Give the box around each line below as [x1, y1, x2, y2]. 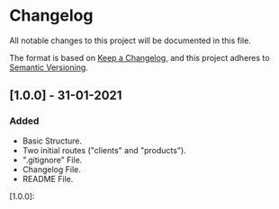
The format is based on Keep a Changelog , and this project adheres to [9, 52, 270, 63]
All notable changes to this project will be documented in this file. [9, 35, 252, 46]
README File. [22, 173, 74, 184]
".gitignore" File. [22, 154, 83, 165]
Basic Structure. [22, 135, 83, 146]
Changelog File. [22, 163, 81, 175]
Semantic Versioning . [9, 62, 88, 73]
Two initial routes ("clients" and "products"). [22, 144, 186, 155]
